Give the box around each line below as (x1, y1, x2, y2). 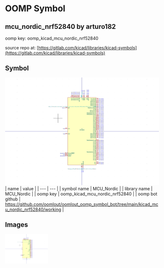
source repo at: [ (5, 45, 39, 50)
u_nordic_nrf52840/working (5, 206, 61, 212)
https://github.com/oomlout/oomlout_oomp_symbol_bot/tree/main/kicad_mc (5, 201, 159, 207)
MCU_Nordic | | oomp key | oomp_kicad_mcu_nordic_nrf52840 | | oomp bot (5, 191, 158, 197)
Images (5, 221, 28, 229)
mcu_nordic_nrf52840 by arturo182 (5, 22, 116, 31)
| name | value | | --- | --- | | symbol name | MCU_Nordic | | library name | (5, 185, 153, 191)
